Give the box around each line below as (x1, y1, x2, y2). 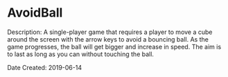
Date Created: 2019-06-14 (7, 63, 82, 71)
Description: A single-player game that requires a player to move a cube (7, 28, 213, 36)
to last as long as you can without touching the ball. (7, 50, 155, 58)
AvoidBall (7, 5, 63, 21)
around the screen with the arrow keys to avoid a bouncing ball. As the (7, 35, 209, 43)
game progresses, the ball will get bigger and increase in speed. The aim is (7, 42, 222, 51)
